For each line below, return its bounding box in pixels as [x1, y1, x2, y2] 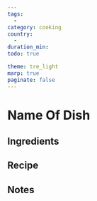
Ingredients [7, 135, 59, 148]
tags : [7, 10, 23, 18]
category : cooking [7, 24, 62, 31]
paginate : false [7, 76, 55, 83]
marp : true [7, 69, 40, 77]
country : [7, 30, 33, 38]
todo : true [7, 51, 40, 58]
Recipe [7, 160, 39, 172]
